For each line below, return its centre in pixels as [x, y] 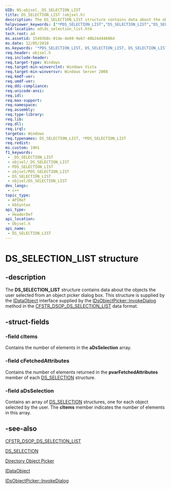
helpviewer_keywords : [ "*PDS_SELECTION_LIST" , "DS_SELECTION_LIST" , [78, 24]
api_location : [20, 219]
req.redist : [18, 143]
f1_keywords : [19, 153]
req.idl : [15, 96]
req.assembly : [20, 110]
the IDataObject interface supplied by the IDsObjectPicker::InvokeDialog [81, 300]
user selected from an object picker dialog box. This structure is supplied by [85, 295]
